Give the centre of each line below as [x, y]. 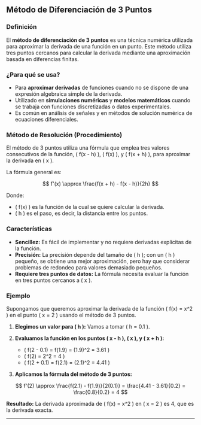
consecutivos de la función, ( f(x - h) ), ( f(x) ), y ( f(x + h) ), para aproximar [98, 154]
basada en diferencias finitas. [42, 59]
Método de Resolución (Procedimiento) [64, 135]
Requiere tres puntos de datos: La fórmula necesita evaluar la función [102, 274]
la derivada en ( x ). [30, 160]
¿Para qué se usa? [33, 74]
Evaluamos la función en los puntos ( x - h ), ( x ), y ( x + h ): [89, 338]
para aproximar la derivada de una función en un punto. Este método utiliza [99, 46]
